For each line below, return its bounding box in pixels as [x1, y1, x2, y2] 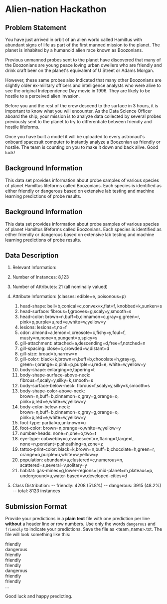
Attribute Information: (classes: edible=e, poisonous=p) [12, 294, 126, 300]
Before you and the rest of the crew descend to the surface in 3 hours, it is [5, 103, 159, 108]
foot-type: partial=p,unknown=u [19, 420, 86, 426]
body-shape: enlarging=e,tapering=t [19, 367, 95, 373]
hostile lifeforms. [5, 124, 40, 130]
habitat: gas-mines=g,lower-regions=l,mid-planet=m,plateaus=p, [19, 468, 154, 474]
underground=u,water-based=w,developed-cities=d [19, 473, 127, 479]
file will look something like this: [5, 532, 71, 538]
